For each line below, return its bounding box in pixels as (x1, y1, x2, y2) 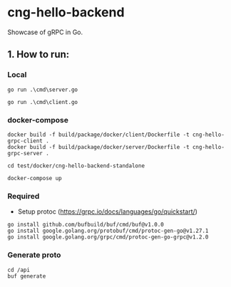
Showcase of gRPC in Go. (7, 28, 83, 36)
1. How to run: (7, 48, 70, 61)
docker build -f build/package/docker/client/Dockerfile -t (7, 131, 190, 138)
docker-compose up (7, 174, 62, 182)
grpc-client (7, 137, 43, 145)
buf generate (7, 272, 46, 280)
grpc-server (7, 150, 43, 157)
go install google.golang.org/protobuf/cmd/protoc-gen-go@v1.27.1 (7, 227, 209, 235)
